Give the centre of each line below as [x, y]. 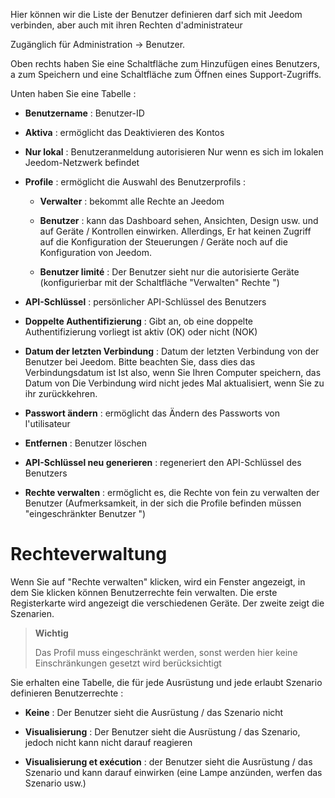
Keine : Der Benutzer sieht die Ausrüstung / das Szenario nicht [154, 712]
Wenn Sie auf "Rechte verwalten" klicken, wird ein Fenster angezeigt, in [158, 581]
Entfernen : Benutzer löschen [86, 443]
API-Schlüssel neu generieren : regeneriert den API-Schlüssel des [163, 462]
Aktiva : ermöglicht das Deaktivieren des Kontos [124, 132]
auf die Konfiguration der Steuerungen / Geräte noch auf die [163, 242]
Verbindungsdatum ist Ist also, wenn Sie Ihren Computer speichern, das [173, 372]
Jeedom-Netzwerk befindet [82, 162]
